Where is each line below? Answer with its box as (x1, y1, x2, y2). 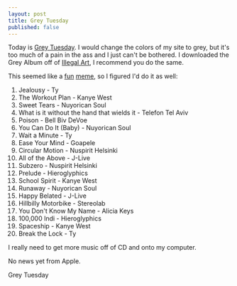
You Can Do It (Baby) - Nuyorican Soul (18, 124, 131, 132)
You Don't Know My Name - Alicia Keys (18, 207, 134, 216)
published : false (8, 23, 60, 31)
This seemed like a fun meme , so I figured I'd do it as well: (8, 72, 178, 80)
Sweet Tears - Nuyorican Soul (18, 101, 106, 110)
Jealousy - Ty (18, 86, 59, 95)
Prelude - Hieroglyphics (18, 169, 88, 178)
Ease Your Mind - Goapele (18, 139, 96, 147)
